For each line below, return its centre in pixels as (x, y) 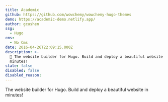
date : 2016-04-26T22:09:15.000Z (39, 47)
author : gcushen (22, 24)
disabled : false (22, 71)
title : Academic (22, 10)
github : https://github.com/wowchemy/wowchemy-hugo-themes (68, 15)
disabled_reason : (23, 75)
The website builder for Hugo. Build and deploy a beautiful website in (77, 89)
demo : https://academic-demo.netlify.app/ (50, 19)
